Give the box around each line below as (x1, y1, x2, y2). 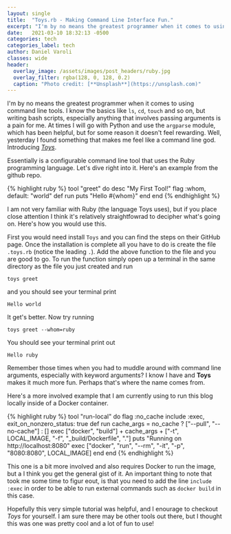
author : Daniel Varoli (7, 49, 72, 56)
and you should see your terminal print (7, 288, 117, 296)
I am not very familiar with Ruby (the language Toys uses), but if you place (7, 205, 217, 213)
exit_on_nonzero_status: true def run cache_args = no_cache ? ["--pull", (7, 420, 211, 428)
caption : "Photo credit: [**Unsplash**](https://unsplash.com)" (13, 81, 201, 87)
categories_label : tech (7, 42, 76, 49)
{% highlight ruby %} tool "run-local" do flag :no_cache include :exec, (7, 412, 205, 420)
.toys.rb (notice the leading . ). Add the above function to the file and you (7, 248, 217, 256)
